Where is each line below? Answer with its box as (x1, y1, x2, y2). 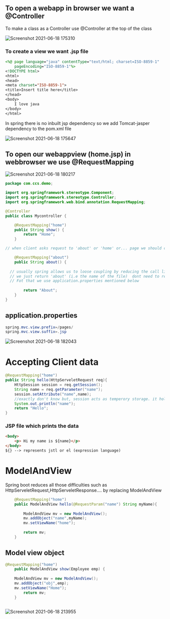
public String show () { (14, 227, 65, 232)
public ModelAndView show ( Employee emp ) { (14, 566, 105, 572)
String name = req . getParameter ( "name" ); (14, 387, 103, 392)
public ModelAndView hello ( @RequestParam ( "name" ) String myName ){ (14, 502, 157, 507)
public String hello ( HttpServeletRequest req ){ (5, 378, 108, 383)
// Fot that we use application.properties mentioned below (10, 278, 139, 284)
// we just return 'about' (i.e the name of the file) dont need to (10, 274, 159, 279)
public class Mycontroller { (5, 213, 67, 218)
